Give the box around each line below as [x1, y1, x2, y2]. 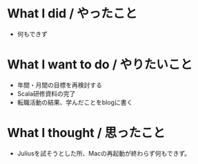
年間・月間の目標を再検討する [17, 80, 102, 89]
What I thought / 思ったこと [7, 125, 166, 141]
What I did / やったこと [7, 6, 138, 21]
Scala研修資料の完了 [17, 89, 76, 98]
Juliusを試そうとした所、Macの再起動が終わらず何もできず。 [17, 149, 191, 157]
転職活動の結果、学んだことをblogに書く [17, 98, 133, 107]
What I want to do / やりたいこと [7, 57, 193, 73]
